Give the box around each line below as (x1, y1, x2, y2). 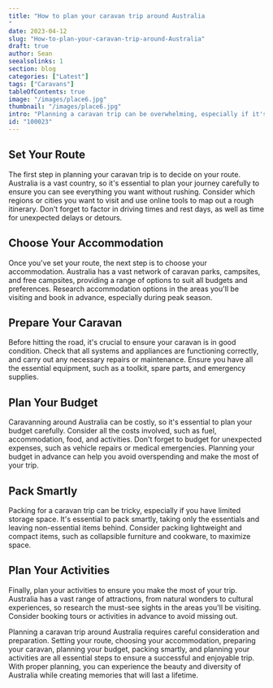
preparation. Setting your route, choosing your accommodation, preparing (8, 635, 256, 645)
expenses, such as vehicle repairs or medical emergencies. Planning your (8, 443, 255, 453)
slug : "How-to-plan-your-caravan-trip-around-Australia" (8, 34, 206, 43)
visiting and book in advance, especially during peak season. (8, 292, 213, 302)
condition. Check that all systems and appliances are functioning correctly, (8, 346, 259, 356)
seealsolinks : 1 (8, 58, 63, 66)
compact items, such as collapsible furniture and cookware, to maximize (8, 531, 251, 541)
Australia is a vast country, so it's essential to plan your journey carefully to (8, 178, 260, 188)
